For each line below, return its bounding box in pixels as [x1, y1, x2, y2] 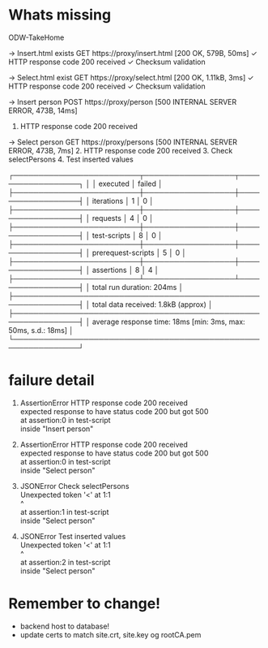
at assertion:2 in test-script [19, 557, 111, 567]
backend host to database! [19, 621, 110, 631]
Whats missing [8, 6, 112, 24]
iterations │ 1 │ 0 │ [91, 196, 155, 205]
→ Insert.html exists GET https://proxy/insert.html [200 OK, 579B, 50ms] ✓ [8, 48, 257, 58]
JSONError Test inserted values [19, 531, 126, 541]
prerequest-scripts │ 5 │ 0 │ [91, 248, 187, 257]
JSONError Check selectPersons [19, 481, 130, 490]
